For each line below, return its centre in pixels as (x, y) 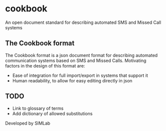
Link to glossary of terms (38, 108)
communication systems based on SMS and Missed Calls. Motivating (76, 61)
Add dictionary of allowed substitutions (52, 113)
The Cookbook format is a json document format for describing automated (82, 55)
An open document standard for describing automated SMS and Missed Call (83, 22)
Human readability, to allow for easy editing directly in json (72, 80)
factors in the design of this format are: (45, 65)
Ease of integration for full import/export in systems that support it (80, 75)
